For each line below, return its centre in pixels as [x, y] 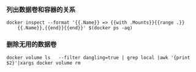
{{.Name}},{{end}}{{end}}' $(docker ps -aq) [75, 28]
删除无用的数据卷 [32, 45]
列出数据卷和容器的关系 [41, 9]
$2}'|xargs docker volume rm [43, 63]
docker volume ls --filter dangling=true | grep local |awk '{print [98, 57]
